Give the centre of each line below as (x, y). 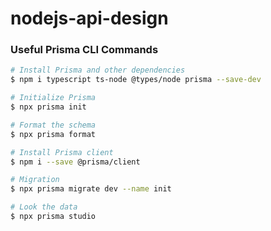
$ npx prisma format (53, 134)
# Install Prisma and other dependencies (98, 70)
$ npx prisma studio (53, 217)
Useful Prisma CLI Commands (84, 50)
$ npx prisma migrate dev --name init (91, 189)
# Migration (35, 180)
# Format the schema (53, 125)
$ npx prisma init (48, 107)
